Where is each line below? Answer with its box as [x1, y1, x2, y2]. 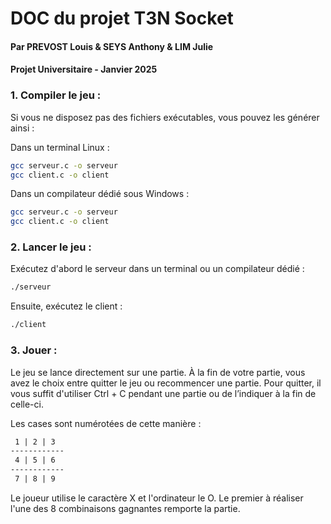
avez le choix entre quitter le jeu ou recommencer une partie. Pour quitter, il [10, 377, 322, 389]
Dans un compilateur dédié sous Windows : [10, 188, 190, 200]
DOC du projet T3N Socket [10, 7, 234, 30]
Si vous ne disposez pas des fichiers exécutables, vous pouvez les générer [10, 111, 320, 123]
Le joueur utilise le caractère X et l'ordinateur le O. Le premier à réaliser [10, 492, 304, 504]
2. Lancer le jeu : [10, 240, 92, 254]
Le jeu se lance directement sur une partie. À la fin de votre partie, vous [10, 366, 306, 378]
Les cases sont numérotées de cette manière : [10, 417, 202, 429]
